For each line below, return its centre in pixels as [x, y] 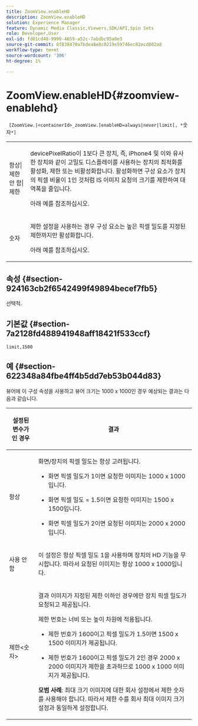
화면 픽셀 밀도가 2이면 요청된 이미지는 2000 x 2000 [117, 523]
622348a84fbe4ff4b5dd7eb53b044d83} [84, 376]
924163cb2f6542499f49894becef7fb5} [82, 288]
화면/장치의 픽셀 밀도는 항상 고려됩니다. [89, 461]
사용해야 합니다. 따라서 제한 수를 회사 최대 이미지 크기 [115, 699]
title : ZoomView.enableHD [38, 12]
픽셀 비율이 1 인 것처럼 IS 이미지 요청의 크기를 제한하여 [108, 180]
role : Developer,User [33, 34]
